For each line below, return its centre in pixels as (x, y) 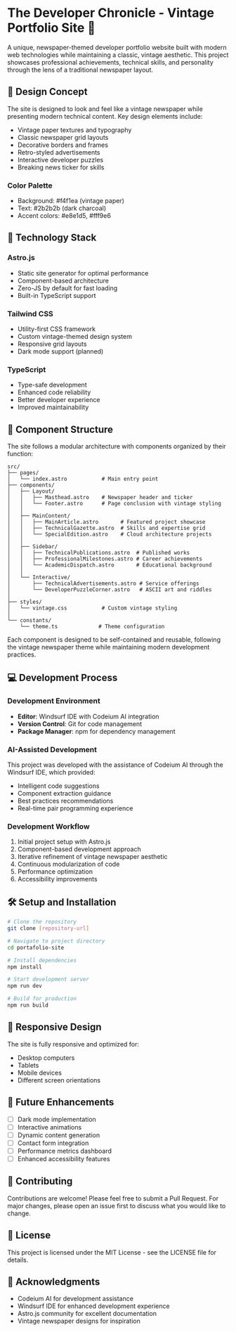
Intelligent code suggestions (58, 786)
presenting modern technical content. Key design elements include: (105, 116)
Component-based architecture (63, 280)
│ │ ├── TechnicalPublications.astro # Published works (99, 553)
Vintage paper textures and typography (74, 130)
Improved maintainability (53, 407)
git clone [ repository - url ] (48, 929)
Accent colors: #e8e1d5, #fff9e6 (64, 216)
